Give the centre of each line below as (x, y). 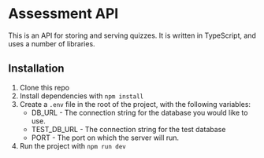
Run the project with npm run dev (73, 145)
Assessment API (63, 14)
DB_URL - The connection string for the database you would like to (139, 112)
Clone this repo (44, 87)
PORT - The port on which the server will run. (105, 138)
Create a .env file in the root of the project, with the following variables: (135, 104)
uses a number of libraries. (52, 43)
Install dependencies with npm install (82, 96)
